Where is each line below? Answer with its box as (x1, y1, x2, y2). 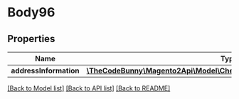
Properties (7, 33, 55, 45)
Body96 (7, 4, 55, 21)
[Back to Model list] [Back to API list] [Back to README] (7, 84, 171, 93)
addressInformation (11, 66, 80, 75)
